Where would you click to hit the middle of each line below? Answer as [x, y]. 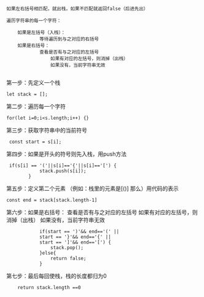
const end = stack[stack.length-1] [52, 200]
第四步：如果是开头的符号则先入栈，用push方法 [67, 154]
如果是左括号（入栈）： [41, 33]
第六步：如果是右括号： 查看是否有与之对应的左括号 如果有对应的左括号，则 [102, 212]
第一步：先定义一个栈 [33, 83]
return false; [68, 258]
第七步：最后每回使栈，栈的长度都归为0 [57, 276]
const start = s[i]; [35, 142]
